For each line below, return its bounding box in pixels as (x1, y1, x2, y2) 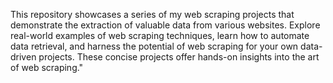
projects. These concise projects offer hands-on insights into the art (38, 51, 320, 63)
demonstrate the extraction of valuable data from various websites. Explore (10, 19, 321, 31)
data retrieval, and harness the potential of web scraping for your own (10, 40, 299, 52)
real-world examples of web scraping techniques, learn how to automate (10, 30, 310, 41)
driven (10, 51, 37, 63)
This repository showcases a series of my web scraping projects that (10, 9, 295, 20)
